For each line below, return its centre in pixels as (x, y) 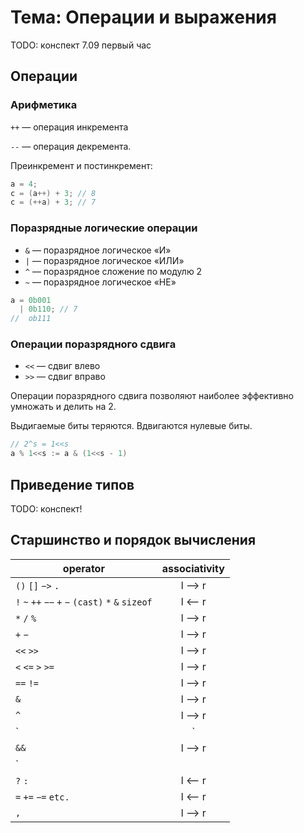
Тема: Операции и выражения (143, 17)
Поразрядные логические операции (104, 228)
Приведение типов (72, 484)
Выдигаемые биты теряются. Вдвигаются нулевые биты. (131, 426)
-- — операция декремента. (71, 146)
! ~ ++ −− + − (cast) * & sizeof (84, 602)
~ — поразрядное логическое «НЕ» (100, 282)
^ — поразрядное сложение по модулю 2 (113, 271)
